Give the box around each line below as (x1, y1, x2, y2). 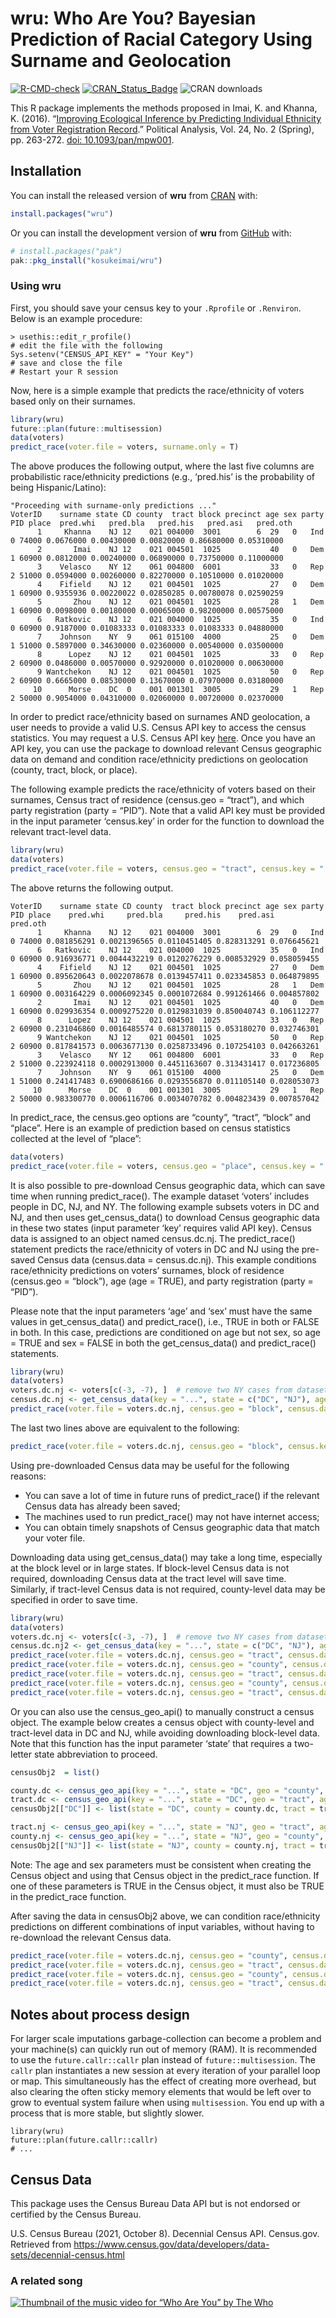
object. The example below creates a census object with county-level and (10, 1716, 315, 1728)
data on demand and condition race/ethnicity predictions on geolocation (10, 753, 308, 766)
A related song (10, 2273, 83, 2287)
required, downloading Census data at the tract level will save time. (10, 1572, 287, 1584)
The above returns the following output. (10, 882, 174, 894)
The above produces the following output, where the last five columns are (10, 460, 315, 472)
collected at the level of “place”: (10, 1132, 142, 1144)
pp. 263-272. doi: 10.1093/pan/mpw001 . (10, 133, 175, 146)
